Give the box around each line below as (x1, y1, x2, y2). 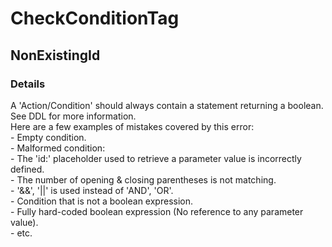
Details (10, 77, 46, 91)
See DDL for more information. (10, 110, 137, 122)
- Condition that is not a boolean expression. (10, 195, 193, 207)
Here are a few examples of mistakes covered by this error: (10, 120, 255, 132)
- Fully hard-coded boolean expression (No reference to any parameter (10, 205, 304, 217)
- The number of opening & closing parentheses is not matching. (10, 173, 277, 186)
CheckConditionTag (10, 7, 180, 30)
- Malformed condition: (10, 142, 106, 154)
